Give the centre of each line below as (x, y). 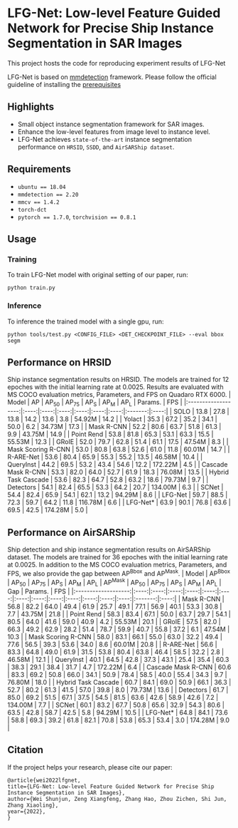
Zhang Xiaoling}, (33, 805)
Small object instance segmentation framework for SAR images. (111, 124)
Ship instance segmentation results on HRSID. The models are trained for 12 (118, 380)
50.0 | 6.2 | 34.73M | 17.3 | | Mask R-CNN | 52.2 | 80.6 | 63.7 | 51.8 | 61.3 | (114, 427)
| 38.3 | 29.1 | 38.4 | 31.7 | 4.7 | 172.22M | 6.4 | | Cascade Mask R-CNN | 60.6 (119, 667)
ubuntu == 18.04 (42, 187)
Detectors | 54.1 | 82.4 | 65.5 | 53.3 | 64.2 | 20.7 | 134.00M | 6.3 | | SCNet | (115, 487)
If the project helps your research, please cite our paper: (90, 767)
